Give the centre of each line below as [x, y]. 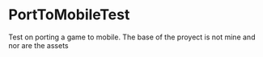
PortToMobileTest [69, 15]
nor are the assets [38, 45]
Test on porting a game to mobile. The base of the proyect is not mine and [132, 37]
